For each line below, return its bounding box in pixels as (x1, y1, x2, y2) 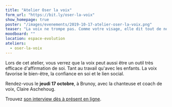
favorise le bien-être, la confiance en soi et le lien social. (5, 70, 124, 77)
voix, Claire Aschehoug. (5, 85, 56, 92)
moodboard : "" (5, 31, 36, 36)
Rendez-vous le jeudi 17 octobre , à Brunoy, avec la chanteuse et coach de (5, 80, 162, 87)
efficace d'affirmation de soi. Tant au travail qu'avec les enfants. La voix (5, 65, 157, 71)
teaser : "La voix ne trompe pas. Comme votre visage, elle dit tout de (5, 27, 161, 32)
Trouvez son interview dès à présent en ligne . (5, 96, 101, 102)
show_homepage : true (5, 17, 50, 22)
